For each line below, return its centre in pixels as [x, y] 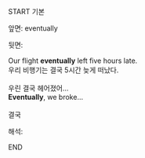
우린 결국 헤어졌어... [38, 88]
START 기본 [27, 11]
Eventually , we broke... [46, 97]
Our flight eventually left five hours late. [73, 61]
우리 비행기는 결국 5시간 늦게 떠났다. [63, 70]
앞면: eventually [33, 28]
